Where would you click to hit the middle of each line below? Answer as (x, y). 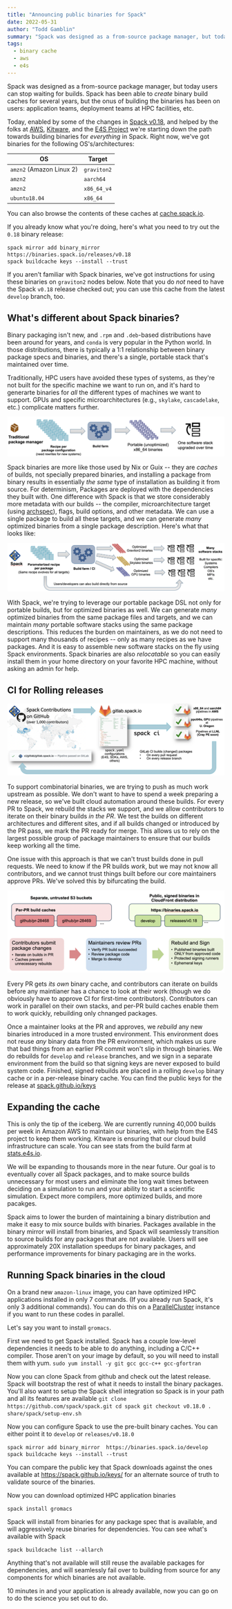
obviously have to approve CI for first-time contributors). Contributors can (112, 998)
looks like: (21, 533)
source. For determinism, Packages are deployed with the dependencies (110, 489)
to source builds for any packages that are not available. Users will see (108, 1239)
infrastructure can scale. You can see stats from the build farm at (100, 1146)
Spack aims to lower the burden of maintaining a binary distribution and (109, 1217)
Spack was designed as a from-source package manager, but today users (113, 86)
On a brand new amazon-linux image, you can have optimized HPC (102, 1292)
